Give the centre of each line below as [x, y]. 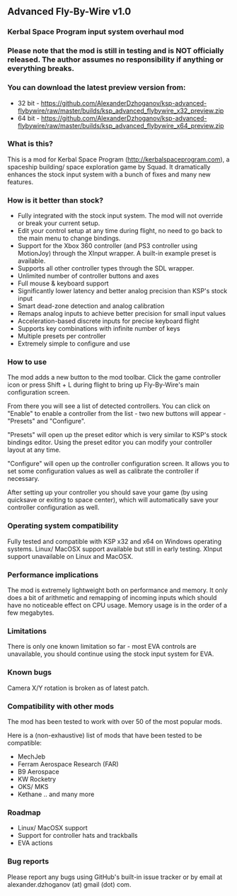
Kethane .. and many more [56, 794]
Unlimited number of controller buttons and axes [88, 276]
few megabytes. [31, 613]
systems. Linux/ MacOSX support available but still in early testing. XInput [115, 549]
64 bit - [29, 118]
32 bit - [28, 103]
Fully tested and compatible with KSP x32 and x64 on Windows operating [114, 541]
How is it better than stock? [56, 200]
